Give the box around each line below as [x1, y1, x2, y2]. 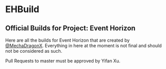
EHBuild [5, 4, 40, 15]
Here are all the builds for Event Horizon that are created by [5, 37, 130, 43]
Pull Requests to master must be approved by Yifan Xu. [5, 58, 121, 64]
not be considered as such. [5, 48, 62, 54]
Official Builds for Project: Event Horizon [5, 24, 136, 32]
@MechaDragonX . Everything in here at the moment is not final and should [5, 43, 162, 49]
